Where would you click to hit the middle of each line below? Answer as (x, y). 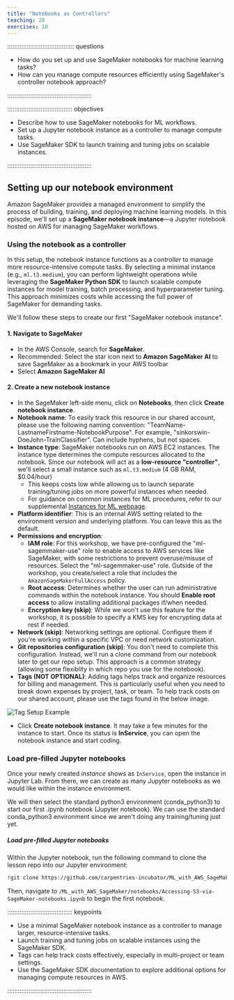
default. (28, 528)
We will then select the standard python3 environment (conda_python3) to (114, 802)
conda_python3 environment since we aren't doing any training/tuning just (114, 817)
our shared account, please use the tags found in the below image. (113, 698)
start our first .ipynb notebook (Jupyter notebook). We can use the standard (116, 809)
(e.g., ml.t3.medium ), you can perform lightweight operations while (102, 274)
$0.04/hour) (35, 476)
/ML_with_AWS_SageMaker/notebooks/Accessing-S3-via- (137, 892)
